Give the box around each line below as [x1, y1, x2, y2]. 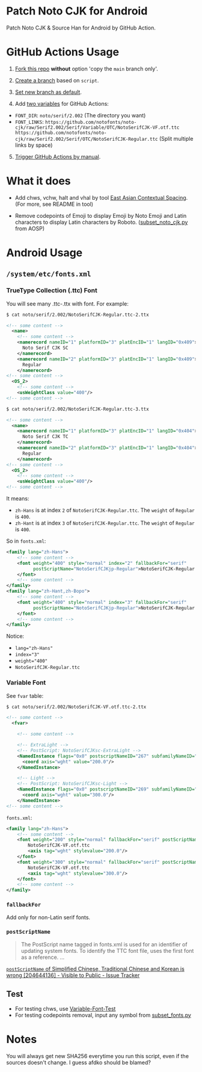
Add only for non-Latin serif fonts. [6, 913, 91, 921]
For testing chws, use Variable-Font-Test [14, 1005, 116, 1012]
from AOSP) [14, 224, 45, 232]
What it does [6, 174, 71, 188]
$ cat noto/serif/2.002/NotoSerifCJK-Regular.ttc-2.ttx [6, 312, 149, 318]
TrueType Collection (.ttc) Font [6, 286, 97, 295]
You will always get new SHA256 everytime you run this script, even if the [6, 1052, 189, 1059]
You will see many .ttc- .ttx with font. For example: [6, 300, 129, 307]
